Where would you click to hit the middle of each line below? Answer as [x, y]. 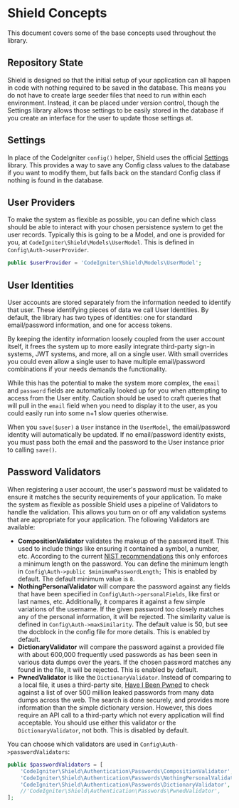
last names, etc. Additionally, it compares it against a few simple [111, 601]
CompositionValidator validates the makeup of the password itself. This [123, 541]
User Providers [41, 202]
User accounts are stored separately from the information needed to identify [119, 302]
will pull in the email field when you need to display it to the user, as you [113, 406]
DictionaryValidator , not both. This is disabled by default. [103, 730]
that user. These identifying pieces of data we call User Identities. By [108, 310]
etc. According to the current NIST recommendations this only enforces [122, 556]
